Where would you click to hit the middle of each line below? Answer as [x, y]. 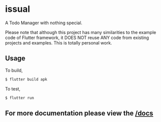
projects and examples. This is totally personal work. [59, 42]
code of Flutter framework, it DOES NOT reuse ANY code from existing [77, 38]
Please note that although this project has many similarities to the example [81, 32]
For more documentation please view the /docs [79, 113]
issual [18, 9]
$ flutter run [20, 98]
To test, [13, 89]
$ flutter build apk [26, 79]
